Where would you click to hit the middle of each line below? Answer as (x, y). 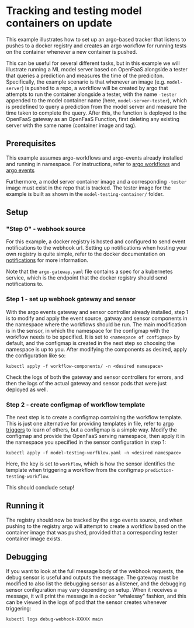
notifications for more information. (47, 260)
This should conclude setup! (40, 488)
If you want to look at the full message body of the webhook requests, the (95, 571)
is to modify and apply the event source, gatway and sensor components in (97, 318)
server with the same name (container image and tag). (71, 125)
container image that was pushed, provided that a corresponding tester (92, 532)
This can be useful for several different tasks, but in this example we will (93, 63)
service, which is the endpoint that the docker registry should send (87, 278)
